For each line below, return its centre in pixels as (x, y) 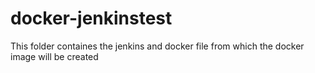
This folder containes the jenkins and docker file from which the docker (157, 46)
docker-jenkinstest (91, 18)
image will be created (54, 56)
